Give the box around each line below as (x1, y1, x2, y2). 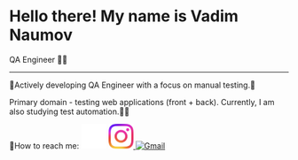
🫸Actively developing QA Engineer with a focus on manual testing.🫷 (9, 80, 255, 90)
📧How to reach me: (9, 140, 80, 151)
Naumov (9, 25, 74, 45)
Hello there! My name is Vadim (9, 6, 239, 27)
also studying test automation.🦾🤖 (9, 106, 130, 117)
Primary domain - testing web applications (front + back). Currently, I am (9, 96, 275, 107)
